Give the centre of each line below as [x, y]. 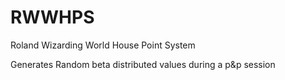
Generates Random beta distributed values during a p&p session [143, 64]
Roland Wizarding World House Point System [103, 45]
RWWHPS [52, 17]
